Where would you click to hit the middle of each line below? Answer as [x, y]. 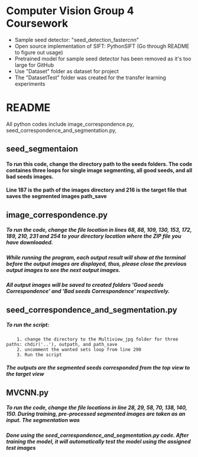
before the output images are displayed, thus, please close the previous [97, 264]
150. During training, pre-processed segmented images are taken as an [96, 414]
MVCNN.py [27, 392]
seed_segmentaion [42, 149]
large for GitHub [34, 65]
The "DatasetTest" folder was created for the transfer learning [90, 77]
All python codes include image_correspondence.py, [70, 124]
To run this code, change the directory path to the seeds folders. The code [99, 164]
